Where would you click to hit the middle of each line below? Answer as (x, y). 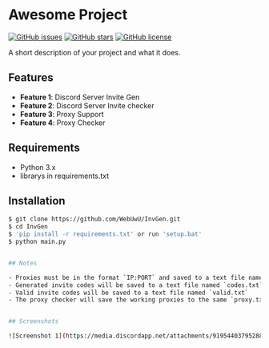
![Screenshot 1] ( (37, 336)
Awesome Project (68, 15)
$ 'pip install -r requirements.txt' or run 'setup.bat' (105, 234)
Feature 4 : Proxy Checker (62, 123)
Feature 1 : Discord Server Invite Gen (80, 97)
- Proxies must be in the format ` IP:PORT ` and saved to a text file (127, 277)
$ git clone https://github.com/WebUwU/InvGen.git (94, 219)
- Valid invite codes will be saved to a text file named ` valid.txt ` (128, 293)
